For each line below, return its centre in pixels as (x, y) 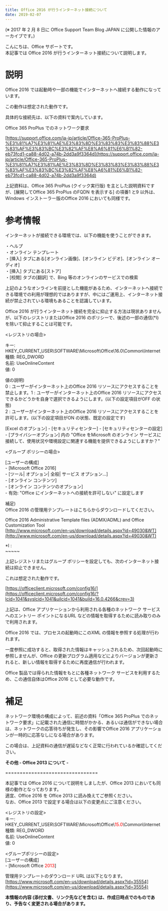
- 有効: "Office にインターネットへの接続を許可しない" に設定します (74, 493)
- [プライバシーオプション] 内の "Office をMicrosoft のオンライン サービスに (83, 435)
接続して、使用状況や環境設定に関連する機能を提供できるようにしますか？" (83, 441)
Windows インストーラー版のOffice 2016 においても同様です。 (69, 198)
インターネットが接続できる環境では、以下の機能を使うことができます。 (79, 235)
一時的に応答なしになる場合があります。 (55, 735)
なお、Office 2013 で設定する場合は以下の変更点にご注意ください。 (74, 802)
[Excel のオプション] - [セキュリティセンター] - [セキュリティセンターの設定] (84, 429)
